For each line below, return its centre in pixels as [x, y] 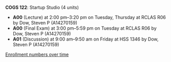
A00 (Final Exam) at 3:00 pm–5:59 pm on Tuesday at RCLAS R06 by [85, 28]
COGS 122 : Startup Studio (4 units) [42, 7]
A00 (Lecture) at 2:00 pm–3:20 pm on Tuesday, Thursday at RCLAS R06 [89, 17]
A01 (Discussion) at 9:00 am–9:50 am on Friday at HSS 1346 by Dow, [85, 39]
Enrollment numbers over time [37, 54]
